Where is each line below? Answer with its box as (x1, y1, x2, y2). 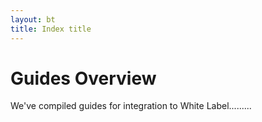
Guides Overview (10, 67, 157, 90)
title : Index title (10, 24, 92, 34)
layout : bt (10, 14, 56, 25)
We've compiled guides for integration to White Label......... (10, 100, 252, 112)
